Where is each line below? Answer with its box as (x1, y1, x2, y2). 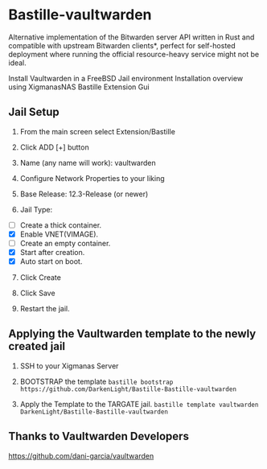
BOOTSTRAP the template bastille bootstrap (19, 376, 174, 386)
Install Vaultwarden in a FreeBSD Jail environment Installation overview (8, 73, 244, 83)
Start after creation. (19, 247, 85, 257)
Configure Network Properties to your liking (19, 173, 165, 183)
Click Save (19, 288, 55, 298)
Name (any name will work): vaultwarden (19, 158, 157, 167)
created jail (8, 339, 66, 353)
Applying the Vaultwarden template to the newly (8, 327, 257, 341)
